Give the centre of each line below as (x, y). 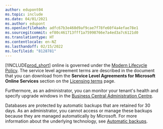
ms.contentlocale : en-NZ (31, 42)
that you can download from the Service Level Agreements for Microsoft (80, 76)
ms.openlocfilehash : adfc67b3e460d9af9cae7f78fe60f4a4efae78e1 (72, 28)
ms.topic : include (24, 14)
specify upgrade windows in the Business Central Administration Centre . (79, 96)
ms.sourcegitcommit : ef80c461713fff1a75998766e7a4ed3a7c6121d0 (72, 33)
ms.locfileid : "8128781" (31, 51)
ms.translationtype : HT (30, 38)
